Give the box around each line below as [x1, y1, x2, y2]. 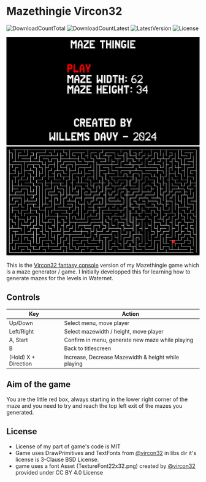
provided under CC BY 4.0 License [15, 469, 103, 476]
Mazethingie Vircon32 [6, 4, 123, 18]
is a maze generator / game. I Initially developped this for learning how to [6, 268, 191, 275]
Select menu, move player [64, 319, 130, 326]
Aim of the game [6, 379, 71, 390]
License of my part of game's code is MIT [15, 443, 121, 450]
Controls [6, 293, 40, 303]
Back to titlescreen [64, 345, 112, 352]
